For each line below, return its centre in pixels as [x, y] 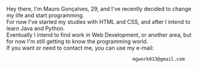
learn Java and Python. [36, 28]
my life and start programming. [45, 15]
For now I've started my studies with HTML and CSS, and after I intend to [98, 22]
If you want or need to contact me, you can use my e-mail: [80, 48]
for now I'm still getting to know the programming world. [77, 41]
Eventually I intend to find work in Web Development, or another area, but [99, 35]
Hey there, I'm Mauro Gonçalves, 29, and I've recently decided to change [99, 9]
